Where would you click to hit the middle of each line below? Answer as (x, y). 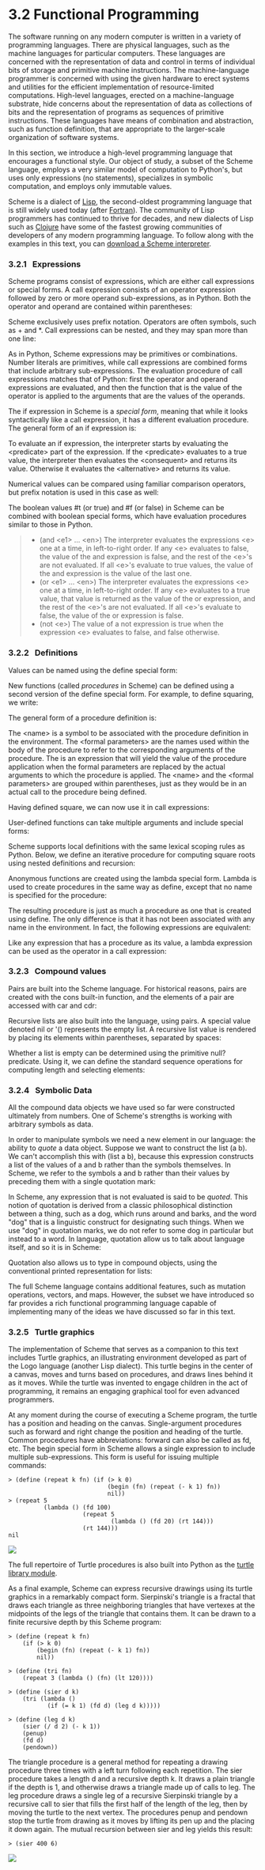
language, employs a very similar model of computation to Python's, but (125, 169)
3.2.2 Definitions (43, 653)
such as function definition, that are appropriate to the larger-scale (117, 129)
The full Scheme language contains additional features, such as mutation (127, 1286)
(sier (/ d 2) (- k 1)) (62, 1727)
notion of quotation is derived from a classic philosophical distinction (121, 1206)
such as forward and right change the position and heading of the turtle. (126, 1432)
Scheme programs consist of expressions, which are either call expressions (131, 282)
